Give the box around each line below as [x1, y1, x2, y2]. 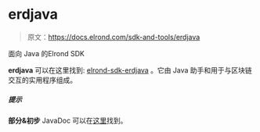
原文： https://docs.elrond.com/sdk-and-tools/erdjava [27, 32, 200, 41]
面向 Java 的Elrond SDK [8, 48, 85, 58]
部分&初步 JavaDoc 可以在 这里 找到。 [8, 116, 128, 125]
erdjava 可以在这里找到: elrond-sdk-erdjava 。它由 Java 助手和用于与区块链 [8, 65, 252, 75]
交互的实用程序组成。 [8, 75, 77, 84]
